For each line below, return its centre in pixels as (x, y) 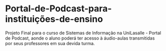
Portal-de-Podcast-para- (58, 9)
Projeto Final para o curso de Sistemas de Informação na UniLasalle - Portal (83, 33)
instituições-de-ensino (54, 19)
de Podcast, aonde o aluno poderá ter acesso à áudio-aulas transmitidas (80, 38)
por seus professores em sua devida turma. (50, 43)
